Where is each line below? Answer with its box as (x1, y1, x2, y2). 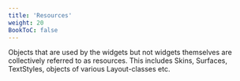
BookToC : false (8, 26, 58, 34)
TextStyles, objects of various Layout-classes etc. (8, 64, 171, 74)
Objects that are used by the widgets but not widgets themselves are (8, 48, 233, 57)
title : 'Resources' (8, 11, 73, 20)
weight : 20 (8, 19, 44, 27)
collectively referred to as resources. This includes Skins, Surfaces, (8, 56, 227, 65)
